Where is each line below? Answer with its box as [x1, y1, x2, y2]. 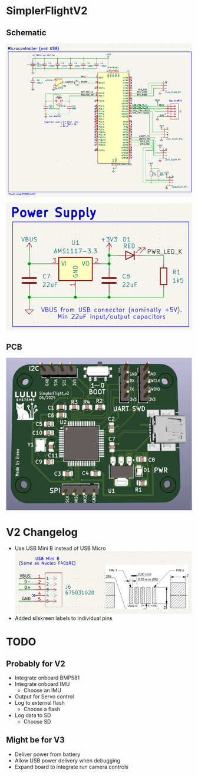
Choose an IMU [23, 687, 62, 694]
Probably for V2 [6, 658, 66, 669]
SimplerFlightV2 [6, 4, 88, 18]
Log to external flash [14, 699, 65, 706]
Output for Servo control [14, 693, 74, 700]
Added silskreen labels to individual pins [14, 614, 113, 622]
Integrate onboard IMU [14, 680, 70, 687]
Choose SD [23, 718, 51, 725]
